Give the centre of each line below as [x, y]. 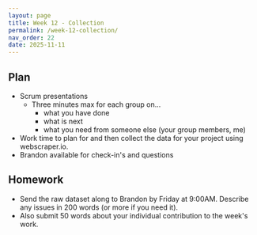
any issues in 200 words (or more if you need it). [99, 207]
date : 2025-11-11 [37, 45]
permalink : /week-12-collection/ [63, 30]
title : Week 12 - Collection [56, 23]
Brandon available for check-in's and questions [96, 154]
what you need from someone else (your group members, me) [145, 129]
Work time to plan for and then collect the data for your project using [131, 138]
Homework [36, 180]
